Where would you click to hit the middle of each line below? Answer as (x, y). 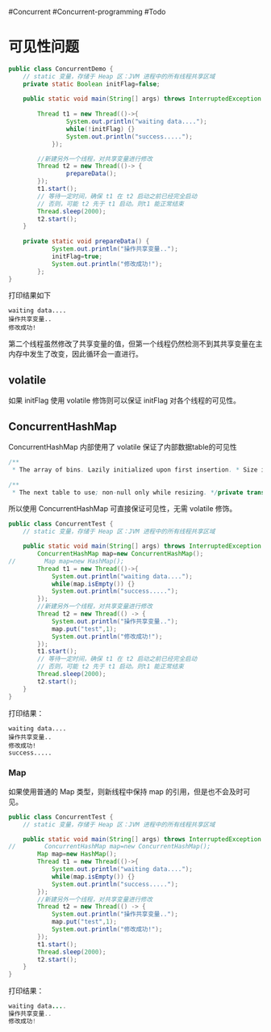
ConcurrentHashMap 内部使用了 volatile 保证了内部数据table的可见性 (123, 447)
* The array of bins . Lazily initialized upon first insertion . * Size (135, 469)
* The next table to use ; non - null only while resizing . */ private (127, 493)
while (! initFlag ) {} (100, 129)
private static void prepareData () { (86, 242)
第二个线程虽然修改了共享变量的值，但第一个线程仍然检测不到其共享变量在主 (135, 344)
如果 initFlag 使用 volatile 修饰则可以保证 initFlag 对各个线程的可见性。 (124, 400)
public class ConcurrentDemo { (61, 69)
